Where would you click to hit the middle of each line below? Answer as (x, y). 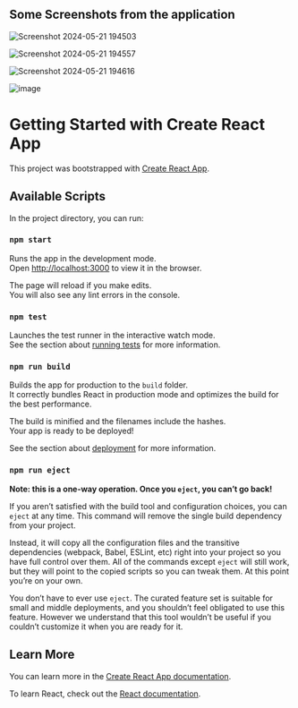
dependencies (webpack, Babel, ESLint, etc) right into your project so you (145, 552)
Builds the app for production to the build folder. (99, 385)
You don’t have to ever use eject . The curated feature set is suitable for (141, 598)
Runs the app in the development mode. (83, 258)
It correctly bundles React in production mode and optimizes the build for (144, 395)
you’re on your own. (46, 580)
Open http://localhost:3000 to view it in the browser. (106, 268)
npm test (28, 316)
